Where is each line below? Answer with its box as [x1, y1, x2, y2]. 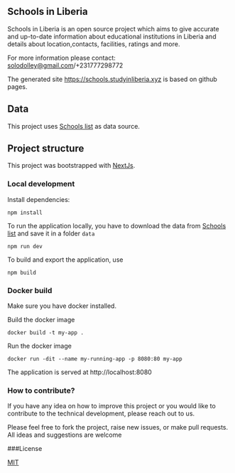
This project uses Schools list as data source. [7, 122, 141, 130]
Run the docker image [7, 341, 72, 351]
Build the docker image [7, 316, 75, 324]
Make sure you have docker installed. [7, 302, 117, 310]
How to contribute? [7, 386, 75, 395]
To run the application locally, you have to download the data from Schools [7, 221, 226, 230]
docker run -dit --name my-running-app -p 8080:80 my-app [7, 356, 182, 363]
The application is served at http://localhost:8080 [7, 368, 153, 376]
